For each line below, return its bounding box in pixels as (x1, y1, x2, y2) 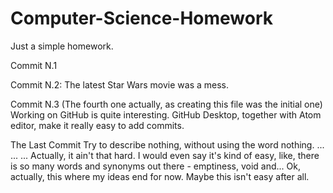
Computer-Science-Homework (10, 7, 274, 30)
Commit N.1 (10, 59, 58, 71)
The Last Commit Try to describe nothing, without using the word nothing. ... (10, 138, 325, 151)
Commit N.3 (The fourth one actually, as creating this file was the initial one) (10, 98, 323, 110)
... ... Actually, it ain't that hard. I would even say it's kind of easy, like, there (10, 149, 320, 161)
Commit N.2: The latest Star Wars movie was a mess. (10, 78, 229, 91)
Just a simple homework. (10, 40, 114, 52)
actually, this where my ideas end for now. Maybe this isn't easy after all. (10, 170, 310, 182)
